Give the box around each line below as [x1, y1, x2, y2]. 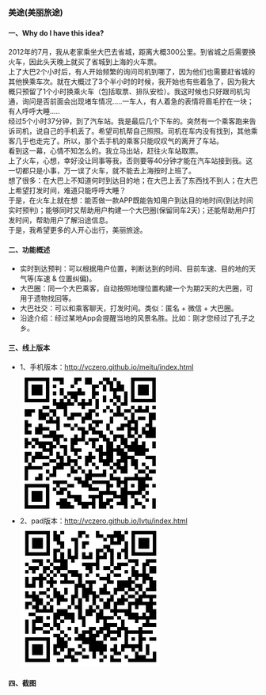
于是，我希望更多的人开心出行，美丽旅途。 [8, 226, 147, 235]
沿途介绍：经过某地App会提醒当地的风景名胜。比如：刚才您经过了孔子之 [19, 313, 256, 323]
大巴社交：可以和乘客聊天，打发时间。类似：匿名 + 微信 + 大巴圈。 [19, 303, 239, 313]
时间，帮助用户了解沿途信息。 [14, 215, 112, 225]
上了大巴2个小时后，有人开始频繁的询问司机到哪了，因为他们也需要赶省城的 [8, 67, 256, 77]
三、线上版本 [8, 343, 50, 352]
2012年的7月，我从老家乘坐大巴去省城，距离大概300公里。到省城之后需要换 [8, 47, 256, 57]
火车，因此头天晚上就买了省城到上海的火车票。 [8, 57, 161, 66]
